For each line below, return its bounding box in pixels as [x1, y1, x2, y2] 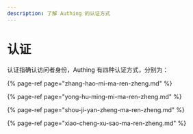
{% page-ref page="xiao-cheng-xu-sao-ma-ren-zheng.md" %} [7, 119, 187, 127]
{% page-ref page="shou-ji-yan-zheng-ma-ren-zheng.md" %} [7, 105, 185, 113]
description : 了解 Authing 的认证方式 [7, 10, 111, 17]
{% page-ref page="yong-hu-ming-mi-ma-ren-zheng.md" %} [7, 92, 183, 100]
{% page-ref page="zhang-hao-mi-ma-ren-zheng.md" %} [7, 79, 172, 88]
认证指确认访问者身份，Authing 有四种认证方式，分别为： [7, 66, 169, 74]
